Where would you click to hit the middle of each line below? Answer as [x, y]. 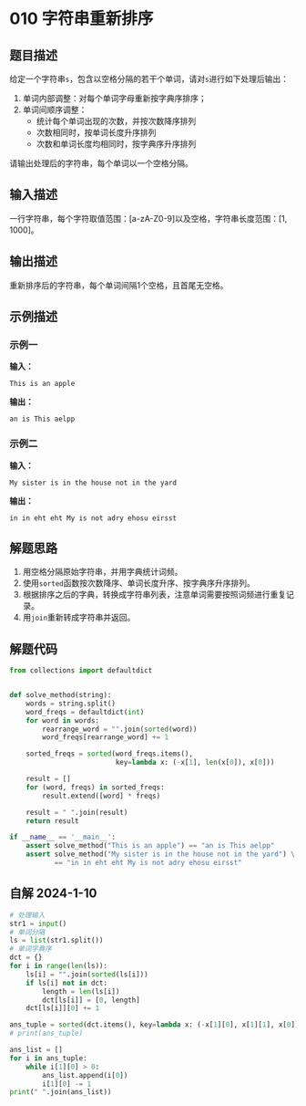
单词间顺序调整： [55, 110]
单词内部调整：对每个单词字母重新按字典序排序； [114, 98]
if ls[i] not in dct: [66, 983]
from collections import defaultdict [81, 671]
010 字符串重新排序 [82, 19]
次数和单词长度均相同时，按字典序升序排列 [116, 144]
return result [52, 821]
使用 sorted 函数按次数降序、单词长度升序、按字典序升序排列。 [138, 583]
